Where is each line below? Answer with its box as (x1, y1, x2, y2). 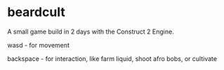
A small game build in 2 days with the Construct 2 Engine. (7, 27, 174, 36)
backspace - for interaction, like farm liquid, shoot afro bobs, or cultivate (7, 54, 218, 63)
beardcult (7, 4, 65, 20)
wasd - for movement (7, 41, 70, 49)
